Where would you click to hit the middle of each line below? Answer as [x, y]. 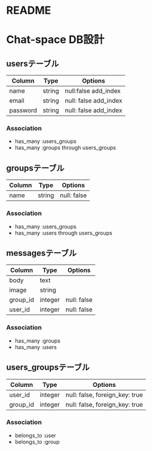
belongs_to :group [37, 441]
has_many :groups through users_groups [65, 148]
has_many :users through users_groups [63, 233]
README [29, 10]
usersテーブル [33, 63]
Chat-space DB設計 [55, 40]
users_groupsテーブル [48, 367]
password [23, 110]
